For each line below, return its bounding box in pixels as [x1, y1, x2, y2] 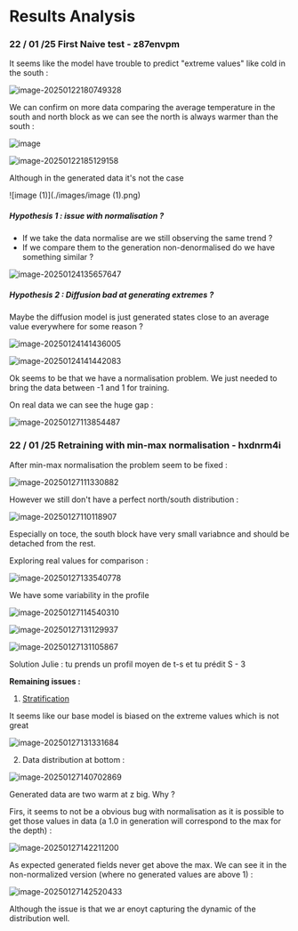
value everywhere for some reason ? [9, 321, 144, 332]
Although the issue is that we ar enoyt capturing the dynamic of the [9, 903, 256, 914]
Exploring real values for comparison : [9, 555, 149, 566]
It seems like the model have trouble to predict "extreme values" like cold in [9, 58, 286, 69]
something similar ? [21, 252, 94, 263]
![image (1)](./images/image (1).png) [9, 190, 141, 201]
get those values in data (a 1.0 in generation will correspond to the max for [9, 815, 282, 826]
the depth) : [9, 825, 52, 836]
